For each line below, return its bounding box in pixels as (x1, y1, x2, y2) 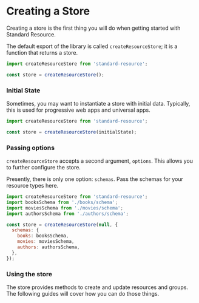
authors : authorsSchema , (17, 244, 80, 250)
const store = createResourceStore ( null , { (6, 222, 118, 228)
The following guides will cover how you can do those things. (6, 290, 160, 297)
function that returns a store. (6, 49, 78, 56)
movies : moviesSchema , (17, 239, 75, 245)
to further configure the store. (6, 164, 81, 171)
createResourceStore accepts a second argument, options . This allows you (6, 157, 193, 165)
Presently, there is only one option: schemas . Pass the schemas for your (6, 175, 184, 183)
